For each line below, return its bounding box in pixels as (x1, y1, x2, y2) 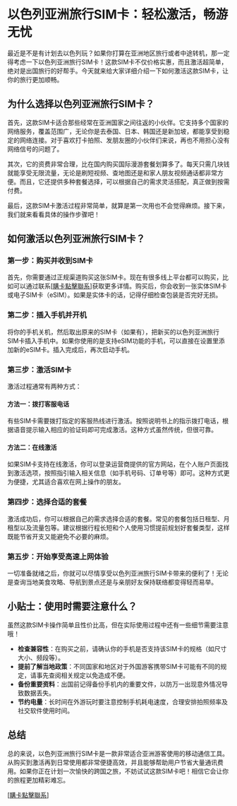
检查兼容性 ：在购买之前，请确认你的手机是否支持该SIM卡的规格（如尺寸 (17, 644, 227, 653)
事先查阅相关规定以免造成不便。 (36, 671, 129, 679)
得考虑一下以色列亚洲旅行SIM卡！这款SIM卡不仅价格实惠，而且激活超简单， (7, 57, 228, 66)
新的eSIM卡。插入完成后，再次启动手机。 (13, 345, 134, 354)
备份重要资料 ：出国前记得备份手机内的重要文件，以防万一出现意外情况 (17, 679, 222, 688)
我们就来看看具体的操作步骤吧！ (7, 210, 100, 218)
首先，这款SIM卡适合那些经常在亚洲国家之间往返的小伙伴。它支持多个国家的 (7, 118, 229, 127)
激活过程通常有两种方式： (7, 382, 82, 391)
